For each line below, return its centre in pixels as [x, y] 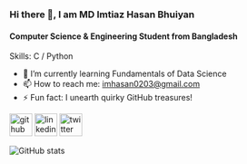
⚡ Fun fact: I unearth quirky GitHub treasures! [108, 98]
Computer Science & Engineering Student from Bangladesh [123, 36]
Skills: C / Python [41, 56]
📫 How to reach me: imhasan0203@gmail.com [111, 84]
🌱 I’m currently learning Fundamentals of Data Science [124, 74]
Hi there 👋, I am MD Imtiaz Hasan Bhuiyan [102, 14]
